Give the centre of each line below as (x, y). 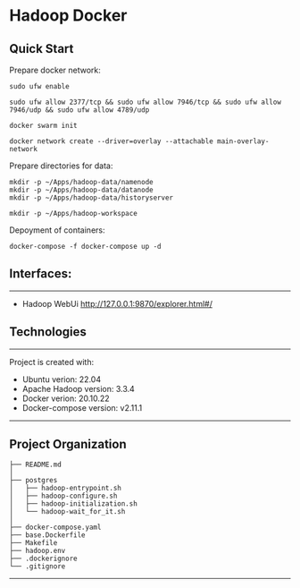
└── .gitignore (37, 567)
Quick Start (42, 49)
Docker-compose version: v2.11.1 (82, 407)
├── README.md (36, 465)
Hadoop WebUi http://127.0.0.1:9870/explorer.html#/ (117, 303)
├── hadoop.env (37, 551)
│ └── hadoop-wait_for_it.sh (67, 512)
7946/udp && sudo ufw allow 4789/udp (79, 110)
